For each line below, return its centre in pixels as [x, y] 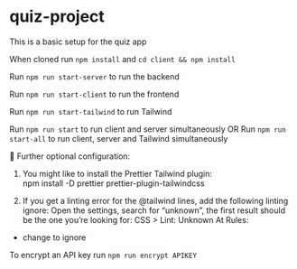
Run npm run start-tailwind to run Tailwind [91, 111]
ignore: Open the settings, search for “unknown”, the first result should [154, 210]
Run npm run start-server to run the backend [95, 76]
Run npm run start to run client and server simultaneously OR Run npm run [148, 129]
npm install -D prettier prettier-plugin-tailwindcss [113, 183]
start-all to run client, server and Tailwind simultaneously [119, 138]
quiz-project [57, 17]
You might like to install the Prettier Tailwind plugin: [117, 173]
